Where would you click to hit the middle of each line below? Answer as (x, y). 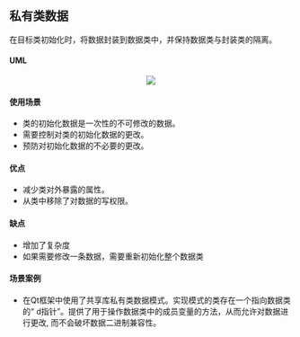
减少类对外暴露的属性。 (66, 190)
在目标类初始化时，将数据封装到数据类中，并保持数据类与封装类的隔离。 (143, 40)
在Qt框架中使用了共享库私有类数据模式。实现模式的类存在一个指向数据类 (157, 300)
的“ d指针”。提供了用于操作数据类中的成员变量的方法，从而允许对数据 (151, 311)
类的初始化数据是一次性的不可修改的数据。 (101, 123)
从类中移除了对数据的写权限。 (77, 201)
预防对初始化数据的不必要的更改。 (85, 146)
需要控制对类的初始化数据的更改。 (85, 135)
